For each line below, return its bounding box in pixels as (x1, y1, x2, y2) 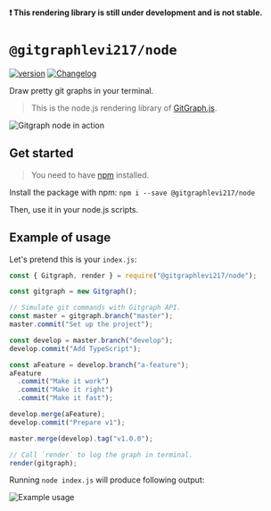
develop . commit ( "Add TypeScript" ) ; (9, 344, 142, 353)
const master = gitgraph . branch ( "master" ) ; (9, 312, 174, 321)
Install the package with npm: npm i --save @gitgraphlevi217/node (9, 187, 256, 197)
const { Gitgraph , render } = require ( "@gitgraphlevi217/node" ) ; (9, 271, 257, 280)
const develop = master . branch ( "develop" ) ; (9, 336, 174, 345)
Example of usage (9, 230, 111, 246)
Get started (9, 146, 74, 161)
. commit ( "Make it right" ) (17, 385, 114, 395)
